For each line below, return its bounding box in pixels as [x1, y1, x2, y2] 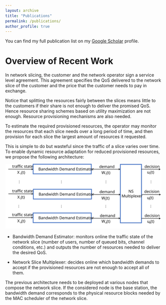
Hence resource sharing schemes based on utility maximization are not [5, 108, 151, 114]
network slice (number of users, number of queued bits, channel [12, 239, 145, 245]
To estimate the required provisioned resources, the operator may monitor [5, 123, 157, 129]
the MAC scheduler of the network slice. [5, 295, 88, 301]
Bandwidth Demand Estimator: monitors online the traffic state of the [12, 233, 153, 239]
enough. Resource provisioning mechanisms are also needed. [5, 114, 132, 120]
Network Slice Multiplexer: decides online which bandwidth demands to [12, 259, 160, 265]
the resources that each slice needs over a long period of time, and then [5, 129, 153, 135]
